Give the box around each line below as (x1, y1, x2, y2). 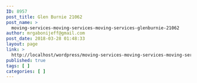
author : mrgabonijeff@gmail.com (6, 30, 85, 36)
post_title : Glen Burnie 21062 (6, 14, 83, 20)
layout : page (6, 41, 38, 47)
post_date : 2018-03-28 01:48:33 (6, 36, 85, 41)
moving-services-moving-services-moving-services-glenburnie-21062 (11, 25, 180, 31)
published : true (6, 57, 46, 63)
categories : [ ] (6, 68, 46, 74)
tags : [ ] (6, 63, 30, 69)
